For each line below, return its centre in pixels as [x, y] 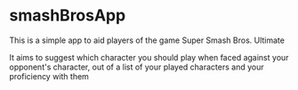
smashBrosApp [68, 16]
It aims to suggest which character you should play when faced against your [149, 57]
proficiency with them [49, 76]
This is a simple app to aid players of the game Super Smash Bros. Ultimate [147, 40]
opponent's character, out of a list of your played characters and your [137, 67]
